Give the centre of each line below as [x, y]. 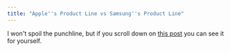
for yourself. [25, 41]
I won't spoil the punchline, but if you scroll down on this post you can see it [116, 33]
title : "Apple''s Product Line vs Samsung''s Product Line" [96, 14]
